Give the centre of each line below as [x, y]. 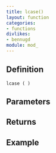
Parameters [28, 102]
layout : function [28, 17]
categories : [21, 23]
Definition [25, 70]
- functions [21, 28]
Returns [21, 122]
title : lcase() [25, 12]
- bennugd [18, 40]
